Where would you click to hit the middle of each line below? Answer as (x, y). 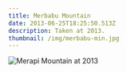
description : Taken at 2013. (57, 30)
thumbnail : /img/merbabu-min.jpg (64, 38)
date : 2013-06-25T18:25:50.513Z (62, 23)
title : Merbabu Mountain (50, 16)
